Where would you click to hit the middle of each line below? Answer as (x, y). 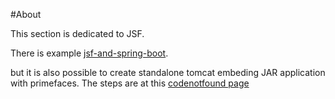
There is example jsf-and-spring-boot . (89, 53)
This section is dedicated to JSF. (77, 33)
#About (26, 14)
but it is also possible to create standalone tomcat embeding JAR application (168, 72)
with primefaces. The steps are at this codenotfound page (130, 83)
